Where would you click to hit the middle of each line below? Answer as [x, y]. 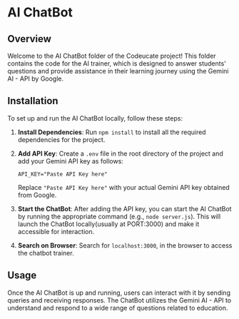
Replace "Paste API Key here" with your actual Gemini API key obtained [123, 187]
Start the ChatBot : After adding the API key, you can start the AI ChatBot [124, 208]
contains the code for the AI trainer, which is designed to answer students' [117, 64]
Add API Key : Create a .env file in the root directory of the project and [120, 153]
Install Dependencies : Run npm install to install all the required [112, 132]
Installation [33, 101]
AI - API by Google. [36, 79]
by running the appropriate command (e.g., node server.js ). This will [119, 216]
